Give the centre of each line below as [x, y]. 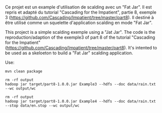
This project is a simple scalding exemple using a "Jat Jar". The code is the [80, 32]
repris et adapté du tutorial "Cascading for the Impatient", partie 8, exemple [81, 12]
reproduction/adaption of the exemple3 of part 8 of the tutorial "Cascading [80, 37]
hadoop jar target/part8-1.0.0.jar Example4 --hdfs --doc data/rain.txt [81, 101]
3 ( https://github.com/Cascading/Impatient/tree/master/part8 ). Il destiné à [80, 17]
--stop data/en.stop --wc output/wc [42, 106]
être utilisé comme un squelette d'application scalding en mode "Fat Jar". [79, 23]
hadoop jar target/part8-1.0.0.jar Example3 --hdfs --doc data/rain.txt [81, 84]
